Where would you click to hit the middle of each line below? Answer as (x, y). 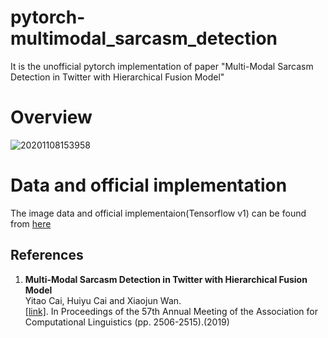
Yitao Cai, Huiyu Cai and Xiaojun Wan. (103, 300)
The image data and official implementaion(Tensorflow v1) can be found (158, 213)
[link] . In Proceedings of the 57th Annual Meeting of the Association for (171, 311)
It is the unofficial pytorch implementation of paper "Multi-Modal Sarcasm (162, 66)
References (47, 255)
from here (31, 223)
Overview (51, 117)
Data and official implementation (149, 185)
